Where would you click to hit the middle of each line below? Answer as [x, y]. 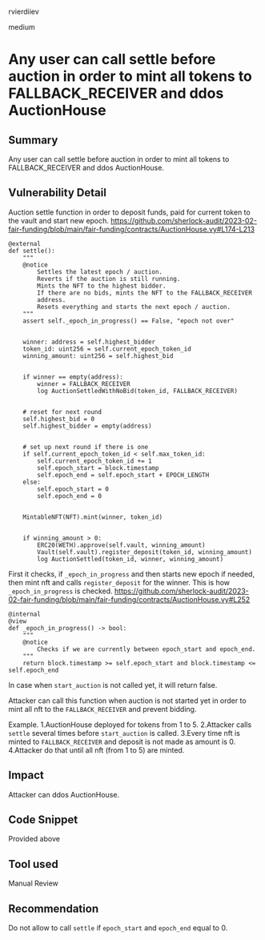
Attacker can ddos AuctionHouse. [64, 794]
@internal [25, 614]
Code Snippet [43, 820]
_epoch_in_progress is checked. [61, 591]
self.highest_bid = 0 [58, 419]
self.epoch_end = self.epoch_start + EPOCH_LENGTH [123, 475]
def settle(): [32, 251]
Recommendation [53, 908]
